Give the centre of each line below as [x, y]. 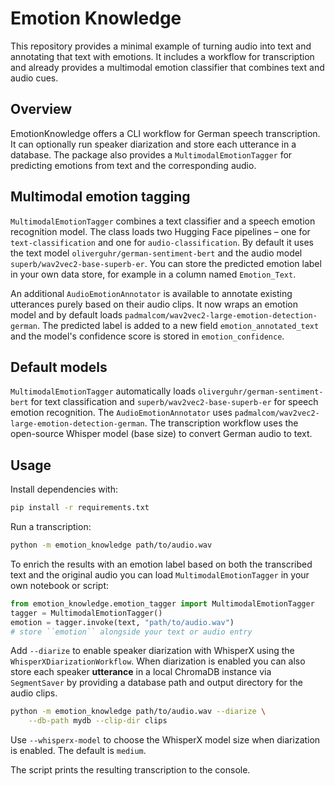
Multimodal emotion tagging [100, 197]
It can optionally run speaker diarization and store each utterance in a [153, 144]
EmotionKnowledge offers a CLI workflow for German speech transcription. [165, 133]
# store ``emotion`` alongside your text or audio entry [131, 632]
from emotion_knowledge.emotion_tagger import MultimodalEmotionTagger [162, 603]
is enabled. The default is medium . [78, 751]
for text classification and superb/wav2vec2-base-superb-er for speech [174, 402]
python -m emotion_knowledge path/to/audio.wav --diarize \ [138, 712]
